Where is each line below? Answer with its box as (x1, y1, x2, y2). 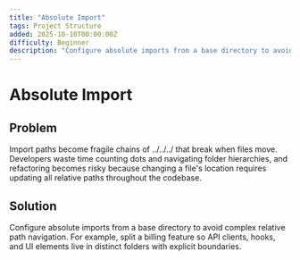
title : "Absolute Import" (9, 13, 105, 22)
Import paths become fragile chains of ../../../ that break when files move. (9, 144, 279, 155)
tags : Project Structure (9, 21, 102, 30)
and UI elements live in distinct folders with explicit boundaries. (9, 240, 242, 251)
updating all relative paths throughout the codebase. (9, 172, 203, 183)
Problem (9, 120, 58, 135)
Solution (9, 198, 57, 214)
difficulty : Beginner (9, 38, 90, 47)
